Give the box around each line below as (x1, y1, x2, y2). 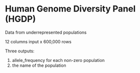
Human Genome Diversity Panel (5, 3, 136, 14)
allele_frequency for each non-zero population (12, 57, 105, 63)
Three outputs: (5, 48, 35, 54)
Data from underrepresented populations (5, 29, 87, 35)
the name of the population (12, 62, 66, 68)
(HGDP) (5, 13, 36, 24)
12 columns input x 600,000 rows (5, 38, 72, 44)
